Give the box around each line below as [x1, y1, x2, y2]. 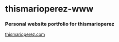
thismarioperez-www [5, 3, 94, 14]
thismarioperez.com [5, 31, 45, 37]
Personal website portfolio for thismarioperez [5, 21, 115, 28]
